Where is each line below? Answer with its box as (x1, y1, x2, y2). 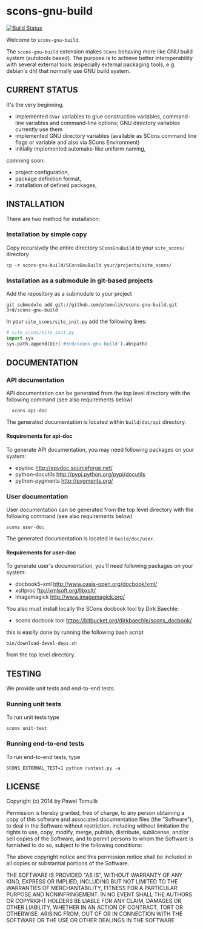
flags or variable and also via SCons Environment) (15, 138, 140, 146)
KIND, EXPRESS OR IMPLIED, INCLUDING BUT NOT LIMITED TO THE (6, 878, 178, 885)
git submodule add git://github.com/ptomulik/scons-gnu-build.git (6, 302, 178, 308)
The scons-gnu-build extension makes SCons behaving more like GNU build (6, 47, 193, 55)
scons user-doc (6, 524, 45, 530)
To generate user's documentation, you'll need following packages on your (6, 562, 194, 570)
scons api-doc (12, 408, 47, 414)
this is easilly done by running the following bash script (6, 628, 144, 636)
